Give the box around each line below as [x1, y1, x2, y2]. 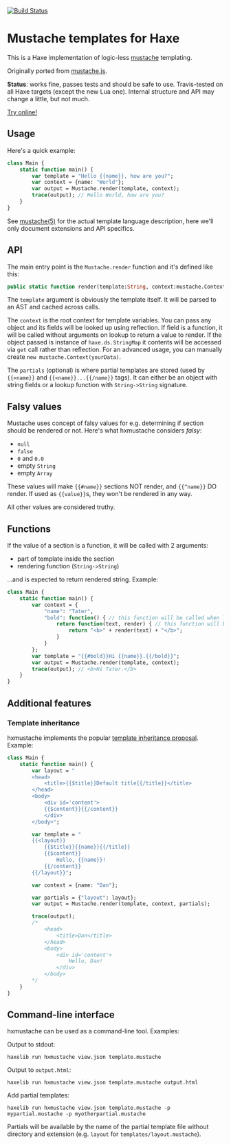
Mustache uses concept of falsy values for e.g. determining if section [7, 419, 204, 427]
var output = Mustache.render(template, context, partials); [32, 900, 211, 907]
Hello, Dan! [68, 958, 103, 965]
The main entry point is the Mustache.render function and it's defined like [7, 262, 213, 271]
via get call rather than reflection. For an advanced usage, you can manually [7, 345, 223, 354]
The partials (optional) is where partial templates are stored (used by [7, 366, 205, 375]
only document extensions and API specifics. [7, 224, 135, 232]
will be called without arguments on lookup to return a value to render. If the [7, 331, 222, 339]
